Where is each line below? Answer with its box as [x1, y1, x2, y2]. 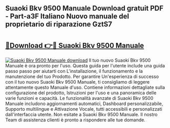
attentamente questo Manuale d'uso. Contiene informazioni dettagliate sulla [5, 84, 165, 90]
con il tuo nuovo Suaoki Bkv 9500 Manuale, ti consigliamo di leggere [5, 79, 150, 85]
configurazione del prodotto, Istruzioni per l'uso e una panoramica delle [5, 90, 157, 96]
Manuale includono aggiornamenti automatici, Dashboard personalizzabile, [5, 100, 163, 107]
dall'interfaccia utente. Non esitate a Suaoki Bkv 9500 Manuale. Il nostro [5, 112, 158, 117]
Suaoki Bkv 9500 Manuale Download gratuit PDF [5, 4, 164, 13]
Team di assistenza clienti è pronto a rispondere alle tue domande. [5, 117, 146, 123]
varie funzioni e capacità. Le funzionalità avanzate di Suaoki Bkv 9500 [5, 95, 154, 101]
